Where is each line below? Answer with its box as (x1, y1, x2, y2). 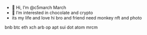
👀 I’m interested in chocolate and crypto (11, 10, 93, 16)
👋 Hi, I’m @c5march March (11, 5, 67, 10)
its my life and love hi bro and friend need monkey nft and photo (11, 15, 142, 20)
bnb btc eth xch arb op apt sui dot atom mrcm (4, 24, 98, 30)
